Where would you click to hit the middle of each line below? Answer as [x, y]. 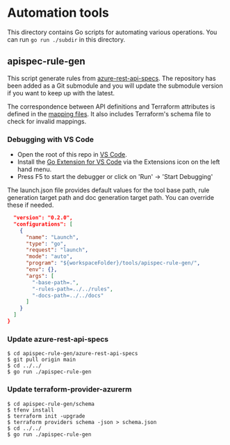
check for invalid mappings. [47, 121]
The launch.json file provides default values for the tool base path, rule [108, 190]
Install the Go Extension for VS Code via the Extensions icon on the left [118, 162]
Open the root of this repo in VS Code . [72, 155]
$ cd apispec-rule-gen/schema [51, 404]
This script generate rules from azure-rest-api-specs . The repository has [112, 78]
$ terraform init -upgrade [46, 416]
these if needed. [31, 205]
